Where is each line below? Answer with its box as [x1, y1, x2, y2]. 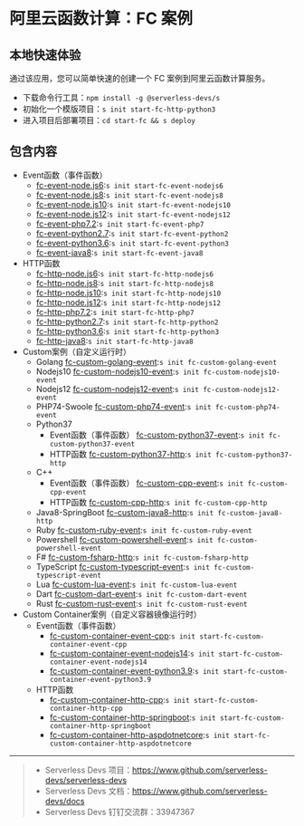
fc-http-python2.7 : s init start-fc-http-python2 [35, 316, 219, 327]
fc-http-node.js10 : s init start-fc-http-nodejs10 [35, 287, 222, 298]
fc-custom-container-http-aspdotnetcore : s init [49, 729, 231, 740]
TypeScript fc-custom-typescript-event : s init [35, 561, 211, 571]
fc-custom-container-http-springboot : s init [49, 712, 216, 723]
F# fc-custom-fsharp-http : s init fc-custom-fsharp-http [35, 552, 249, 562]
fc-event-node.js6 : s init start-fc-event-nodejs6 [35, 179, 224, 190]
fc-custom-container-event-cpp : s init [49, 630, 196, 641]
